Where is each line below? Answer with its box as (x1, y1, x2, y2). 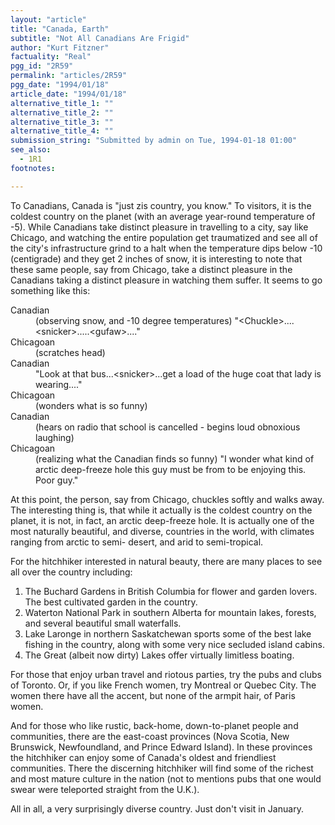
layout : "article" (10, 14, 87, 25)
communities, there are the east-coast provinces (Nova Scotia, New (10, 730, 290, 742)
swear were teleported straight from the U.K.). (10, 783, 200, 795)
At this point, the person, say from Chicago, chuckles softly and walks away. (10, 493, 325, 505)
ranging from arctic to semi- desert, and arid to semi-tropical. (10, 536, 264, 548)
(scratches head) (35, 346, 106, 358)
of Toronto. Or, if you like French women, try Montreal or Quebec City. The (10, 679, 317, 691)
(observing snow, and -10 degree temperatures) (35, 314, 233, 326)
